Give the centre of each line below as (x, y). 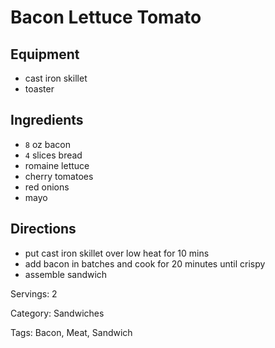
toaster (39, 89)
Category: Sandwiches (57, 313)
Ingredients (47, 120)
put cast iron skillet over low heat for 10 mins (117, 253)
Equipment (45, 54)
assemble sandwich (66, 274)
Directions (43, 229)
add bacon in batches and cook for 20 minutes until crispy (145, 263)
